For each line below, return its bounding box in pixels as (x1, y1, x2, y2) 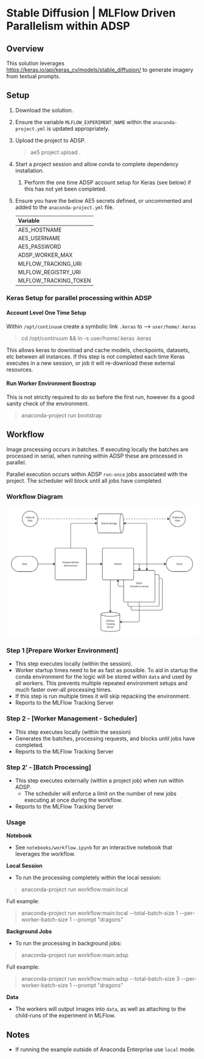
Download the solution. (15, 106, 74, 114)
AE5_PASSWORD (18, 243, 62, 251)
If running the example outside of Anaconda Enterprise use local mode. (15, 1046, 196, 1054)
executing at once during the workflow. (24, 796, 123, 804)
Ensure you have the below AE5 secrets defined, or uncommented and (15, 197, 193, 204)
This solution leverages (6, 60, 65, 67)
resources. (6, 365, 33, 373)
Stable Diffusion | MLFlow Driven (6, 6, 176, 20)
